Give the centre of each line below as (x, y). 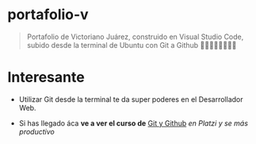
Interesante (46, 78)
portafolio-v (48, 15)
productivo (36, 131)
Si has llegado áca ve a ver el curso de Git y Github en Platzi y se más (134, 123)
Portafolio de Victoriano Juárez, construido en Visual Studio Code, (135, 37)
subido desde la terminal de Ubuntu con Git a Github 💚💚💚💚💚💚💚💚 (132, 45)
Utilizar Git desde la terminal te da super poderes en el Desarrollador (131, 99)
